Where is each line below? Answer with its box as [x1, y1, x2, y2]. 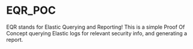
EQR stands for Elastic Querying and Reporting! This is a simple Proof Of [6, 23, 185, 30]
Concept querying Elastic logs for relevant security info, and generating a [6, 29, 188, 36]
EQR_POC [6, 4, 56, 17]
